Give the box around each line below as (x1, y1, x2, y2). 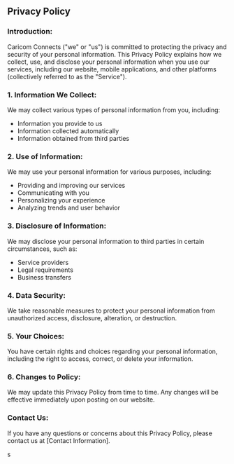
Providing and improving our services (17, 182, 126, 190)
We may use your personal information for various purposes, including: (7, 168, 212, 176)
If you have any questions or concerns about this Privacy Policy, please (7, 429, 213, 437)
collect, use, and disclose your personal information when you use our (7, 57, 210, 66)
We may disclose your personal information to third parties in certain (7, 237, 205, 245)
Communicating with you (17, 189, 89, 197)
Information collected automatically (17, 126, 119, 135)
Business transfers (17, 273, 72, 281)
